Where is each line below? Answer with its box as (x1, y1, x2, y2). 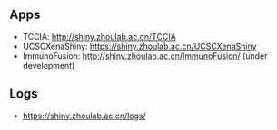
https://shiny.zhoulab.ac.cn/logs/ (22, 110, 147, 121)
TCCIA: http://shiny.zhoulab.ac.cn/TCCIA (22, 31, 177, 42)
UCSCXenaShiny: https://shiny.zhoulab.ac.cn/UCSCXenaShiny (22, 41, 257, 51)
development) (22, 60, 75, 70)
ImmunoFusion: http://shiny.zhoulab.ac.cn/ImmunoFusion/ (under (22, 50, 268, 61)
